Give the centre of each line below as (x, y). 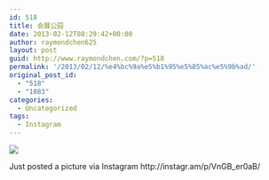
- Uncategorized (47, 108)
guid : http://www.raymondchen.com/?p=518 (87, 59)
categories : (31, 100)
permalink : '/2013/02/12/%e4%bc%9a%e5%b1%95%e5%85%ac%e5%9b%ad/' (132, 67)
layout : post (33, 51)
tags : (19, 116)
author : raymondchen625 (53, 42)
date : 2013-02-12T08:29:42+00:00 (71, 34)
